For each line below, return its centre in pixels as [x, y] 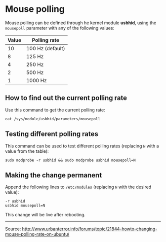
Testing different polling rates [52, 134]
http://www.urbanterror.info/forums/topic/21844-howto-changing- [90, 229]
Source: [13, 229]
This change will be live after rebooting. [45, 215]
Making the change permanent [54, 175]
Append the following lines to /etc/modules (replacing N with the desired [78, 187]
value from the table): [27, 151]
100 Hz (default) [46, 48]
